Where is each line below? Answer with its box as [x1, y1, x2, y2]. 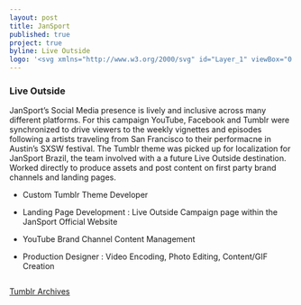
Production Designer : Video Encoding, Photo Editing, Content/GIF [22, 251, 269, 262]
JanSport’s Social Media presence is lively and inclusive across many [9, 105, 267, 116]
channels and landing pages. [9, 172, 117, 183]
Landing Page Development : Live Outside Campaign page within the [22, 207, 278, 218]
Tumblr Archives [9, 286, 70, 297]
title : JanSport [9, 22, 70, 31]
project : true [9, 38, 63, 48]
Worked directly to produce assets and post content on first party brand [9, 163, 277, 174]
